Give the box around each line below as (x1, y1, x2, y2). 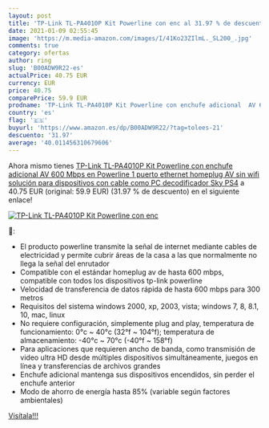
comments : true (8, 42, 59, 50)
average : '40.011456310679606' (8, 138, 113, 147)
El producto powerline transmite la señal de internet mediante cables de (19, 242, 258, 251)
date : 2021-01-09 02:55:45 (8, 26, 98, 35)
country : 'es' (8, 109, 56, 117)
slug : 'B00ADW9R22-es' (8, 64, 84, 72)
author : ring (8, 57, 52, 65)
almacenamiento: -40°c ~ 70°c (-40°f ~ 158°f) (19, 335, 174, 345)
